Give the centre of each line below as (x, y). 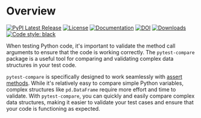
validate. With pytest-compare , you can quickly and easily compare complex (101, 96)
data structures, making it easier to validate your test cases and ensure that (100, 102)
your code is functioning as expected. (53, 108)
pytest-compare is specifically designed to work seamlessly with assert (94, 76)
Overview (31, 11)
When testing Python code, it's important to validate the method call (91, 46)
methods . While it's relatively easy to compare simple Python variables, (95, 83)
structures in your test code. (41, 65)
